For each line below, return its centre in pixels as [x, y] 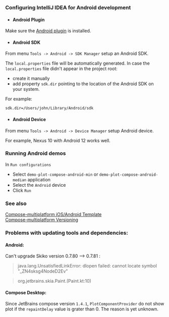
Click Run [22, 190]
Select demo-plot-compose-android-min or [55, 174]
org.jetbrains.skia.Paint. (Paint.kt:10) [54, 281]
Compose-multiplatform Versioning [42, 220]
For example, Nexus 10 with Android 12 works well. [58, 140]
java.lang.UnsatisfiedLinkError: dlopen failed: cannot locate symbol [87, 266]
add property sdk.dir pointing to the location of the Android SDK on [83, 84]
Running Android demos [36, 153]
